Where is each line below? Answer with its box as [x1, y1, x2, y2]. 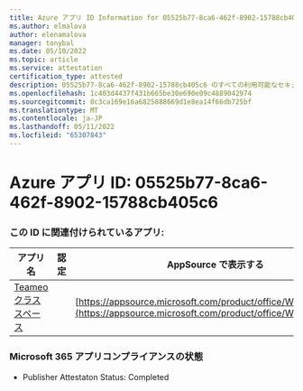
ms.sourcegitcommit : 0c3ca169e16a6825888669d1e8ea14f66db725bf [9, 97, 252, 107]
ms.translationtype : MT [9, 106, 99, 115]
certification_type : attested [9, 72, 124, 81]
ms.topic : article [9, 55, 78, 64]
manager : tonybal [9, 38, 75, 48]
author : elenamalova [9, 30, 87, 39]
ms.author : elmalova [9, 22, 87, 31]
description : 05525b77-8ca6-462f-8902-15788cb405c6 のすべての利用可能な [9, 80, 278, 89]
